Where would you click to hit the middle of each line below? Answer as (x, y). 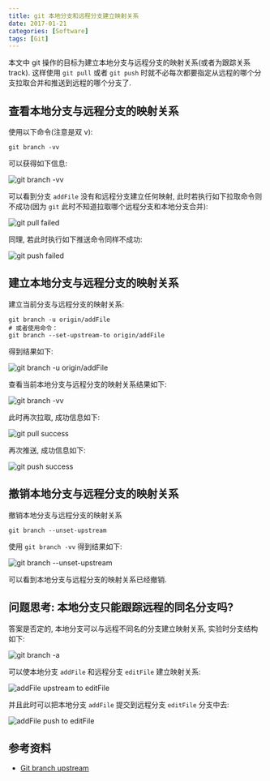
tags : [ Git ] (28, 39)
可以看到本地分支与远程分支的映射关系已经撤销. (88, 579)
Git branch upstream (54, 768)
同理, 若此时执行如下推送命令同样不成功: (76, 239)
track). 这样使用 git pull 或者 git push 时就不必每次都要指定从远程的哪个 (131, 73)
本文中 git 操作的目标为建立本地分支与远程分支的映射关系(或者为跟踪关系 (130, 62)
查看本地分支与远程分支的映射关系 (94, 111)
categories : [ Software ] (49, 31)
